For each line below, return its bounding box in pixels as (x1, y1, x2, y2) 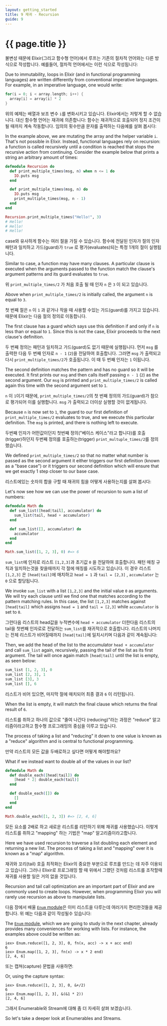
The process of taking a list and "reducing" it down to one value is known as (5, 732, 162, 739)
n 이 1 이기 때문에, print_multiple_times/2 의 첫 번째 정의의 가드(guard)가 (5, 393, 150, 399)
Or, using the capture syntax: (5, 973, 65, 979)
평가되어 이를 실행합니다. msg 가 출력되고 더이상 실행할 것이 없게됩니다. (10, 399, 148, 405)
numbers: (5, 494, 25, 500)
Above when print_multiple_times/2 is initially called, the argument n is (5, 292, 153, 298)
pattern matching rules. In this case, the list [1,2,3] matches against (5, 599, 146, 605)
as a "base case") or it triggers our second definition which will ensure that (5, 463, 159, 469)
